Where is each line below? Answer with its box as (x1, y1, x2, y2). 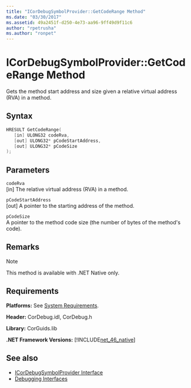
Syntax (6, 111, 33, 121)
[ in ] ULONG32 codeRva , (14, 132, 69, 138)
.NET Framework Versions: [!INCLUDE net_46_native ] (6, 336, 136, 343)
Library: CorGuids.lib (6, 324, 58, 331)
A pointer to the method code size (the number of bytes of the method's (6, 219, 181, 226)
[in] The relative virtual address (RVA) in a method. (6, 186, 129, 193)
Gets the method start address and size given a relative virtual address (6, 88, 177, 95)
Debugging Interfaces (14, 375, 68, 382)
